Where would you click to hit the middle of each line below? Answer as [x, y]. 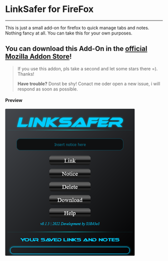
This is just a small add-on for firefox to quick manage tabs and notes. [77, 27]
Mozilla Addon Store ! [38, 57]
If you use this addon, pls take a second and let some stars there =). [87, 68]
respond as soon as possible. [48, 89]
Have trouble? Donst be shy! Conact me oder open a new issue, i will [89, 83]
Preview [14, 100]
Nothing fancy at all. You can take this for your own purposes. [69, 33]
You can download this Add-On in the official [76, 49]
